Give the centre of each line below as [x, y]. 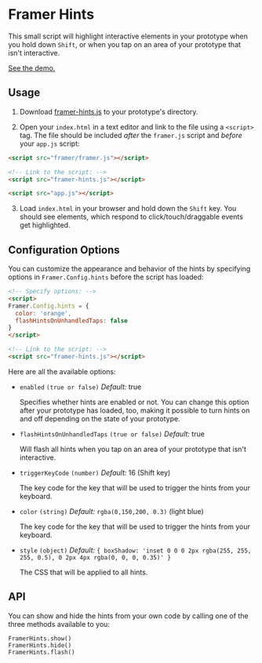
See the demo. [32, 67]
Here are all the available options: [62, 371]
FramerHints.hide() [40, 645]
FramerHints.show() [40, 638]
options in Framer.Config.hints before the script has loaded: [106, 277]
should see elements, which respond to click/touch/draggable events [131, 217]
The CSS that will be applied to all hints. [84, 572]
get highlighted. [45, 225]
